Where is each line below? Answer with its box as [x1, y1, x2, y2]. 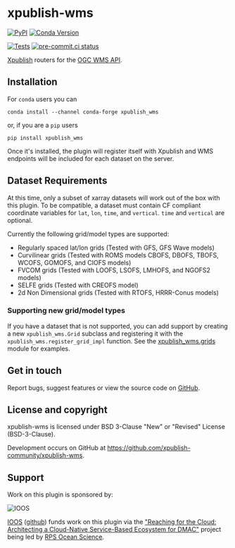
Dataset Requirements [7, 175, 108, 187]
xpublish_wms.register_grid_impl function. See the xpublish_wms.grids [7, 336, 216, 345]
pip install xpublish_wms [7, 134, 83, 142]
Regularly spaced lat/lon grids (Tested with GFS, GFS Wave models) [17, 243, 215, 252]
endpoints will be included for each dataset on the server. [7, 154, 174, 163]
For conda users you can [7, 95, 77, 103]
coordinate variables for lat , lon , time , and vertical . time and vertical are [7, 208, 225, 217]
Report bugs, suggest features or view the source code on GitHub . [7, 383, 201, 392]
